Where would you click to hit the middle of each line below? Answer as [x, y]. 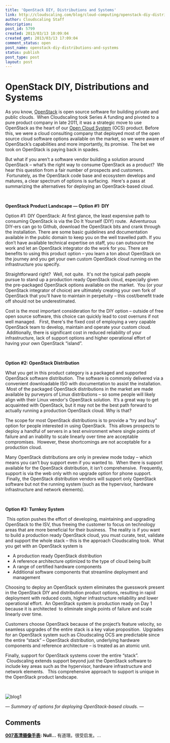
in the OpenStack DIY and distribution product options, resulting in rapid [80, 593]
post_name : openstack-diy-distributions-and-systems [62, 48]
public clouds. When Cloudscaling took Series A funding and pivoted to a [82, 117]
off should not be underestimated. [41, 301]
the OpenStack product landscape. [42, 677]
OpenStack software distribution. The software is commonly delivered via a [84, 378]
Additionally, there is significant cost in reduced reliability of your [74, 332]
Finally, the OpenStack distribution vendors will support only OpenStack [81, 479]
